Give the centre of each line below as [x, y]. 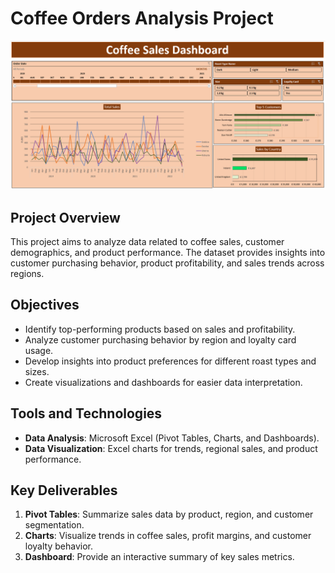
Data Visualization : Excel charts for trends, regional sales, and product [171, 448]
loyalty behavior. [58, 546]
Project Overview [65, 217]
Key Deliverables [64, 490]
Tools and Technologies [86, 413]
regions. [27, 273]
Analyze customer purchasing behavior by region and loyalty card [160, 339]
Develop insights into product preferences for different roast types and [170, 361]
